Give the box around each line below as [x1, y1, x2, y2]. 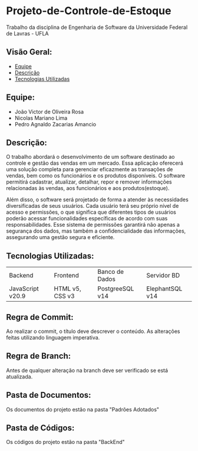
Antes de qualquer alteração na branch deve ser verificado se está [6, 367, 169, 374]
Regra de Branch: [6, 351, 71, 361]
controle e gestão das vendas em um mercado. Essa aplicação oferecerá [6, 159, 184, 166]
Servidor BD [146, 272, 180, 280]
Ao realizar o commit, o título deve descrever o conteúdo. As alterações [6, 328, 180, 335]
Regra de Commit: [6, 312, 74, 322]
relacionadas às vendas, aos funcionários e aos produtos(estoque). [6, 185, 170, 192]
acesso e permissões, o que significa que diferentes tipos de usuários [6, 208, 177, 216]
